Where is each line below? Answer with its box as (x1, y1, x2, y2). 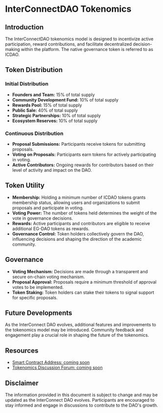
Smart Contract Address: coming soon (12, 360, 90, 365)
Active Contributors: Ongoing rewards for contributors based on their (12, 162, 154, 168)
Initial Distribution (5, 80, 49, 87)
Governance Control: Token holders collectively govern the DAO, (12, 231, 144, 236)
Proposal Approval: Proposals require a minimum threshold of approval (12, 279, 157, 285)
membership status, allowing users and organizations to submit (12, 200, 140, 206)
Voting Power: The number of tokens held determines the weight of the (12, 210, 157, 216)
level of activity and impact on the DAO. (12, 167, 92, 173)
